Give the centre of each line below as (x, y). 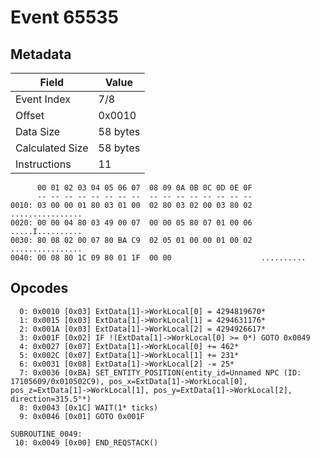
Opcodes (39, 288)
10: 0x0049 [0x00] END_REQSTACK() (86, 442)
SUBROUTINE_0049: (46, 434)
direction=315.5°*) (51, 399)
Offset (30, 115)
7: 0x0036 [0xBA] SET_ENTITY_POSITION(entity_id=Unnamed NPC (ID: (160, 372)
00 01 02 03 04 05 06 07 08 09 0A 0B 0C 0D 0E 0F (144, 188)
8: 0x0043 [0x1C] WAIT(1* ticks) (89, 407)
